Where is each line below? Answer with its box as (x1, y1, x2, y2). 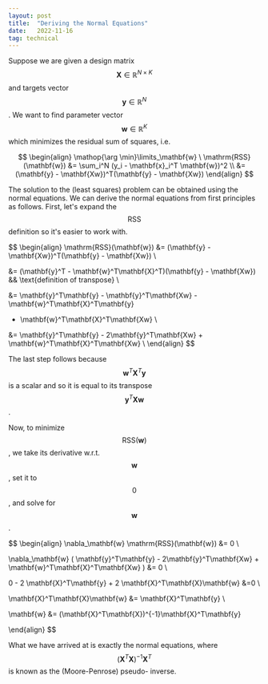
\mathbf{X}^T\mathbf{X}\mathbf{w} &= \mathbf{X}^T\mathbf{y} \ (8, 593, 226, 603)
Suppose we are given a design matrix (8, 56, 134, 66)
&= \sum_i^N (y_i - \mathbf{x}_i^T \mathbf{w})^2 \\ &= (67, 161, 246, 171)
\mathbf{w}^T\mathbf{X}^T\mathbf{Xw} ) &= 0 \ (8, 562, 168, 572)
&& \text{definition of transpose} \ (8, 275, 120, 285)
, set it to (8, 472, 38, 482)
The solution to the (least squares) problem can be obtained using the (8, 185, 238, 195)
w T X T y (122, 366, 146, 378)
